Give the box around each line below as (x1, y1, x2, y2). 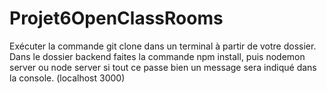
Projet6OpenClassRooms (9, 7, 224, 30)
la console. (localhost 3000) (9, 72, 126, 84)
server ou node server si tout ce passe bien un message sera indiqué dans (9, 61, 317, 73)
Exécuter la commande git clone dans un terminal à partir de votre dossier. (9, 40, 317, 52)
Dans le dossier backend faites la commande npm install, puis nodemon (9, 50, 306, 62)
